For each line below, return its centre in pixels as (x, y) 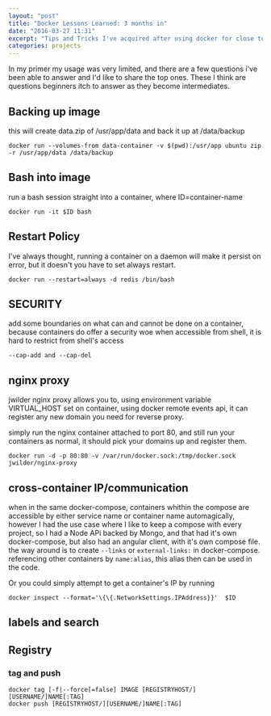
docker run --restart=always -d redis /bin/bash (92, 280)
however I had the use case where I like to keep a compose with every (125, 524)
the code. (24, 567)
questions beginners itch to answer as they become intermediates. (119, 86)
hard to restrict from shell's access (66, 341)
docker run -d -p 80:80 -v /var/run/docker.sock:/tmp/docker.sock (122, 456)
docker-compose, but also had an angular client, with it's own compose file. (134, 541)
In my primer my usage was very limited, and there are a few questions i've (133, 69)
